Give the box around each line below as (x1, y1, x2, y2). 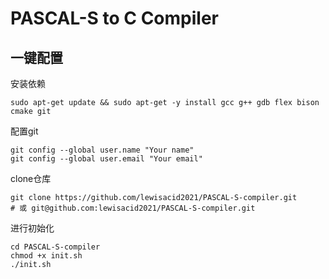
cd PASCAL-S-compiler (10, 242, 101, 252)
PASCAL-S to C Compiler (10, 7, 219, 30)
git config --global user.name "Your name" (10, 145, 195, 155)
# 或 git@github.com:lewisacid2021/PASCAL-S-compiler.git (10, 203, 256, 213)
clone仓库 (10, 173, 52, 184)
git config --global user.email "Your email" (10, 154, 203, 164)
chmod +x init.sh (10, 251, 83, 261)
